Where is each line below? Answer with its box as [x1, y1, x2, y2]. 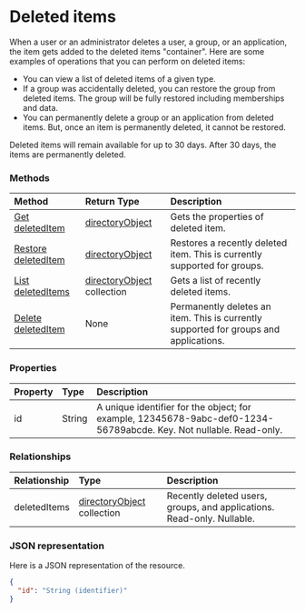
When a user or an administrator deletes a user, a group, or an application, [9, 36, 288, 47]
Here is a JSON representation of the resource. [9, 560, 186, 571]
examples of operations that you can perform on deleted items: [9, 55, 246, 66]
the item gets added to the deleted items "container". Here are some [9, 45, 265, 56]
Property [14, 385, 54, 397]
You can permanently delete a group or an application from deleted [22, 112, 274, 123]
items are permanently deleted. [9, 148, 126, 160]
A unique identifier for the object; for [96, 400, 251, 413]
